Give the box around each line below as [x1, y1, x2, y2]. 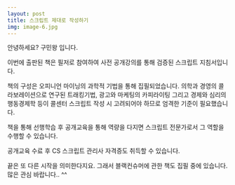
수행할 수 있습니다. [7, 132, 58, 140]
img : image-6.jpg [7, 23, 58, 30]
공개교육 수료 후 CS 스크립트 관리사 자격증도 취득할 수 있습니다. [7, 146, 180, 155]
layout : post [7, 10, 46, 18]
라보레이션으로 [7, 90, 48, 99]
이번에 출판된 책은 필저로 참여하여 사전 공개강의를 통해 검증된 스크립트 [7, 58, 199, 67]
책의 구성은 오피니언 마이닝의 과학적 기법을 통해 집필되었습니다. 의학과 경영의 [7, 82, 217, 90]
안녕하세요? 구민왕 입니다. [7, 43, 79, 52]
